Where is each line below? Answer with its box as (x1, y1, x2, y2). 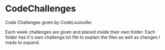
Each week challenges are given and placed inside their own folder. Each (5, 29, 155, 35)
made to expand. (5, 39, 40, 45)
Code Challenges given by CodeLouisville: (5, 19, 92, 25)
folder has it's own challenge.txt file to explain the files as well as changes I (5, 34, 160, 40)
